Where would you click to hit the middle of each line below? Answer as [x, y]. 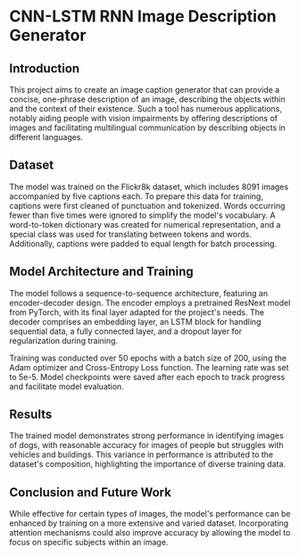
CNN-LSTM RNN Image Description [143, 17]
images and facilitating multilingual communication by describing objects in [147, 128]
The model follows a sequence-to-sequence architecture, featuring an [139, 293]
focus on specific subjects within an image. [89, 543]
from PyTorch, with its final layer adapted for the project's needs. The [137, 312]
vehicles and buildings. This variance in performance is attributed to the [141, 455]
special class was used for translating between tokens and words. [130, 234]
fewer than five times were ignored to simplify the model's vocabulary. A [142, 215]
